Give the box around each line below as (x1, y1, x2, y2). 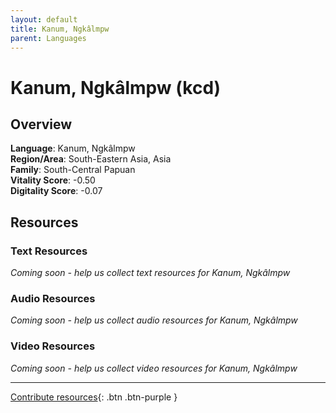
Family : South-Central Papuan (10, 164, 136, 176)
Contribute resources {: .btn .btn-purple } (10, 391, 178, 403)
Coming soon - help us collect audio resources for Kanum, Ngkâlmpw (10, 314, 298, 326)
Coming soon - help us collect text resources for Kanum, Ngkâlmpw (10, 267, 291, 279)
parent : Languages (10, 33, 87, 43)
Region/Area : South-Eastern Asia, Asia (10, 153, 172, 165)
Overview (10, 116, 73, 133)
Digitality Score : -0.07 (10, 185, 103, 197)
